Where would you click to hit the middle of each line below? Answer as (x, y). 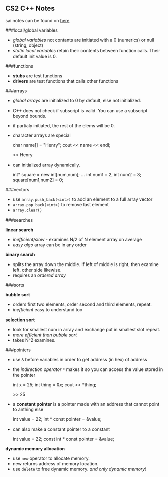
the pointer (24, 375)
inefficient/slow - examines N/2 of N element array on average (77, 239)
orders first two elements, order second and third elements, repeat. (82, 304)
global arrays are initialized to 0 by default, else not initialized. (77, 100)
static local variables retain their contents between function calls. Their (86, 50)
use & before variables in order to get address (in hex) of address (80, 359)
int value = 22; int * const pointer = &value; (57, 419)
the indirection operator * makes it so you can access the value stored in (88, 369)
